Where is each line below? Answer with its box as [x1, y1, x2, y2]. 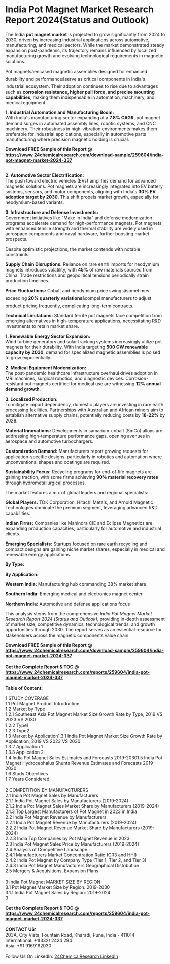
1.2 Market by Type [5, 706, 46, 712]
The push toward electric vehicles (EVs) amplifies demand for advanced [5, 177, 156, 184]
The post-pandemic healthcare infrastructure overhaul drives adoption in [5, 370, 158, 376]
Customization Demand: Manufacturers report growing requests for [5, 448, 149, 454]
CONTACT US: [5, 926, 37, 932]
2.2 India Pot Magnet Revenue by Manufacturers [5, 814, 107, 820]
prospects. [5, 236, 28, 242]
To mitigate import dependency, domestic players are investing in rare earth [5, 401, 164, 407]
